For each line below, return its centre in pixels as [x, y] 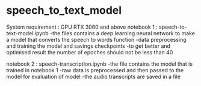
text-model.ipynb [28, 33]
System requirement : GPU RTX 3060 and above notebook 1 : [82, 27]
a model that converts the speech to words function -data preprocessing [96, 39]
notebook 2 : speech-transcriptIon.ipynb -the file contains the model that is [100, 64]
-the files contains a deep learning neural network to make [123, 33]
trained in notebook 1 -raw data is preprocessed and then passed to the [95, 70]
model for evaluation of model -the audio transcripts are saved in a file [94, 76]
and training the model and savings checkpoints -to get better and [88, 46]
